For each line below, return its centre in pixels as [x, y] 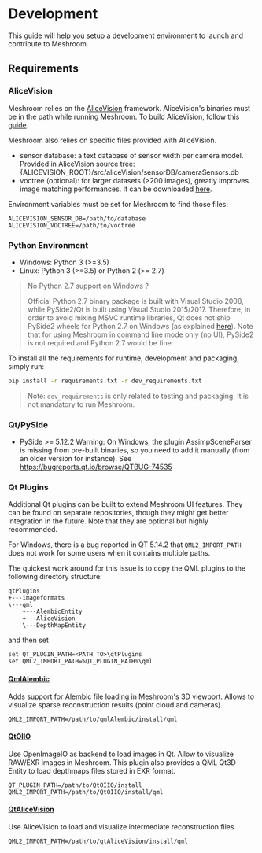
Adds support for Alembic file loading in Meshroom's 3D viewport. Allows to [131, 696]
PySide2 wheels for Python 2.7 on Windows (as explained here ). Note [140, 326]
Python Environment [48, 245]
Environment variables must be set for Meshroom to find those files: [118, 204]
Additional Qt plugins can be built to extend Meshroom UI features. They [125, 504]
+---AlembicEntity [52, 612]
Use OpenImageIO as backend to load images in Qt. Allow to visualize [121, 754]
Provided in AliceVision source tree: [77, 164]
